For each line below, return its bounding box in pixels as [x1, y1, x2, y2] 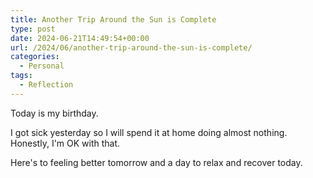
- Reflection [19, 80, 74, 90]
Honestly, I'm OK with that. [10, 137, 121, 149]
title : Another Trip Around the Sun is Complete [10, 14, 217, 25]
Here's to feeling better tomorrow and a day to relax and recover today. [10, 156, 303, 168]
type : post [10, 24, 56, 34]
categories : [10, 52, 60, 62]
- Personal [19, 61, 65, 71]
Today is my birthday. [10, 107, 99, 119]
